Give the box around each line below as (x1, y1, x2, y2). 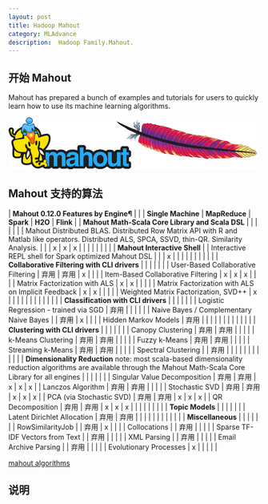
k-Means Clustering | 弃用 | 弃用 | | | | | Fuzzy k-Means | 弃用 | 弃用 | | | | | (8, 335, 250, 345)
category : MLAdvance (8, 30, 78, 38)
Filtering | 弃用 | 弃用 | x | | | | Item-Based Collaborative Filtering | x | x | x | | (8, 269, 257, 279)
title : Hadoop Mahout (8, 21, 81, 30)
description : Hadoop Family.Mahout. (8, 38, 134, 46)
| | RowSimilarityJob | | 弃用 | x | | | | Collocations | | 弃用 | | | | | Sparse (8, 421, 240, 432)
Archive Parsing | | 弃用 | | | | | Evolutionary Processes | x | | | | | (8, 442, 218, 452)
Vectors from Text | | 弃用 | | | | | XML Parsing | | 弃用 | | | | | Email (21, 432, 236, 442)
